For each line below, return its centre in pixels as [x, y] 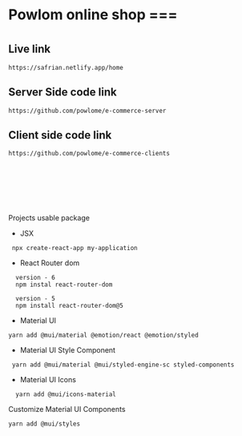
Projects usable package [49, 218]
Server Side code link [63, 93]
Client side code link [60, 135]
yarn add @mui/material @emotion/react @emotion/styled [103, 335]
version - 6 [36, 278]
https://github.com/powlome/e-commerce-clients [89, 154]
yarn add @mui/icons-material [66, 394]
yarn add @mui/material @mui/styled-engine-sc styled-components [123, 365]
